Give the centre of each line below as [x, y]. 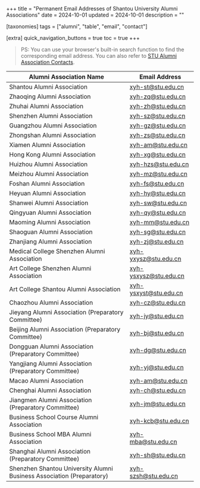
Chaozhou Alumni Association [51, 303]
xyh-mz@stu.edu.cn [158, 174]
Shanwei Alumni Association [49, 203]
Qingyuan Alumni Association [50, 212]
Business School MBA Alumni [50, 434]
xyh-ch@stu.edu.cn [158, 390]
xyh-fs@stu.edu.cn [157, 184]
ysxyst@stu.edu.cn [156, 293]
